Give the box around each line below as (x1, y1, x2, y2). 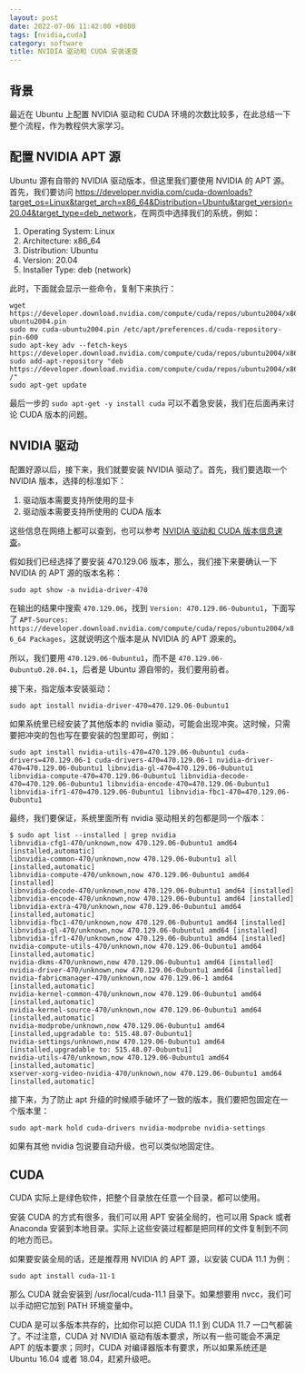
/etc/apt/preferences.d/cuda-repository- (123, 324, 282, 334)
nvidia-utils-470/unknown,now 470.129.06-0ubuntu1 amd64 (9, 1052, 230, 1062)
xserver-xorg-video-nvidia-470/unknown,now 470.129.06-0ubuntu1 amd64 (9, 1069, 282, 1078)
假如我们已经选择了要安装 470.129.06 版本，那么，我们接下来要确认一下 (9, 556, 278, 567)
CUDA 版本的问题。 (19, 409, 93, 420)
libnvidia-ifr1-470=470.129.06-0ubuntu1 (9, 787, 165, 796)
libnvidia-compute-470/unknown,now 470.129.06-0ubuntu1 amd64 (9, 870, 250, 879)
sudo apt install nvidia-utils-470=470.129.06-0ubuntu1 (9, 747, 225, 756)
